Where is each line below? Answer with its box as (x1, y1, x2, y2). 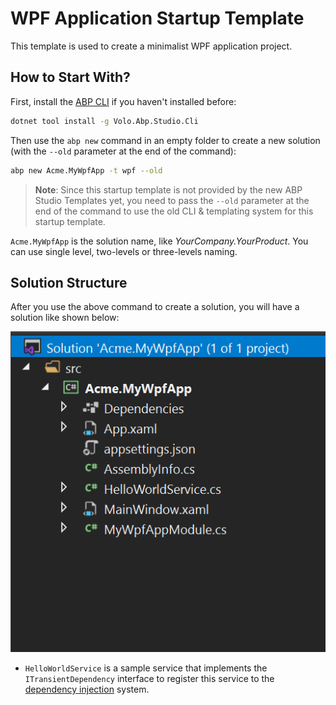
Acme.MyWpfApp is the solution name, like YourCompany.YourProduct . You (10, 235, 309, 247)
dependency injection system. (24, 683, 150, 696)
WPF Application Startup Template (10, 7, 305, 30)
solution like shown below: (10, 312, 120, 324)
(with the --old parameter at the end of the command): (10, 145, 237, 157)
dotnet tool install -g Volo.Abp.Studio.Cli (10, 116, 199, 126)
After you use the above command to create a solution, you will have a (10, 301, 300, 313)
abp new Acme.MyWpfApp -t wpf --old (10, 165, 163, 176)
